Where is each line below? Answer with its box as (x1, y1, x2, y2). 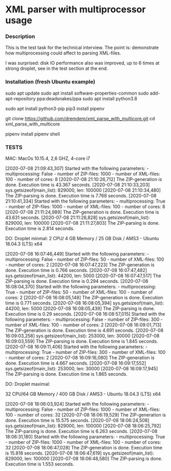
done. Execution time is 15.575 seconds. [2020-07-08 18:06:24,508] (5, 418, 149, 424)
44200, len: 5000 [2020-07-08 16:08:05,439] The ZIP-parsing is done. (5, 305, 155, 312)
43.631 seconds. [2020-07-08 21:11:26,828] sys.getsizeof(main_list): (5, 214, 150, 221)
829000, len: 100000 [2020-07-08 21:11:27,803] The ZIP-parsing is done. (5, 220, 160, 226)
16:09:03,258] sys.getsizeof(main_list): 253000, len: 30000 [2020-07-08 (5, 333, 160, 339)
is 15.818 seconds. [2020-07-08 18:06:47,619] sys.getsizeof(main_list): (5, 450, 155, 456)
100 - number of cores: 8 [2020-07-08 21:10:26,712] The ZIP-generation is (5, 176, 162, 183)
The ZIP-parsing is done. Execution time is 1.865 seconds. (5, 371, 128, 377)
